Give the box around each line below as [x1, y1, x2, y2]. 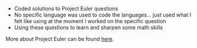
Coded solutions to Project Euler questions [14, 5, 119, 12]
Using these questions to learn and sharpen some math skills [14, 24, 163, 31]
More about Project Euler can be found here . [5, 36, 114, 42]
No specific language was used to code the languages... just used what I [14, 11, 192, 18]
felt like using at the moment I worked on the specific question [14, 18, 166, 24]
